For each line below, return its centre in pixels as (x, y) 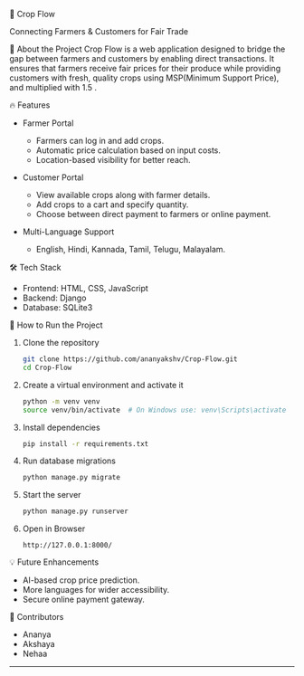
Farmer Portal (48, 123)
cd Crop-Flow (47, 367)
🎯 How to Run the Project (56, 325)
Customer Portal (53, 177)
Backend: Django (54, 298)
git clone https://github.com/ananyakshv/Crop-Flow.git (130, 359)
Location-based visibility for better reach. (114, 160)
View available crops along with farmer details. (123, 195)
